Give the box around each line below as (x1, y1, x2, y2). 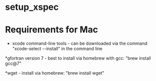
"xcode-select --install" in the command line (12, 46, 102, 52)
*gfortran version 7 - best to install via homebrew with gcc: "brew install (5, 55, 151, 61)
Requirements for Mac (5, 24, 98, 36)
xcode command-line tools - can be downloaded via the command (12, 40, 148, 46)
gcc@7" (5, 61, 22, 67)
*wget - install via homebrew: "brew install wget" (5, 70, 105, 76)
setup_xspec (5, 1, 59, 13)
